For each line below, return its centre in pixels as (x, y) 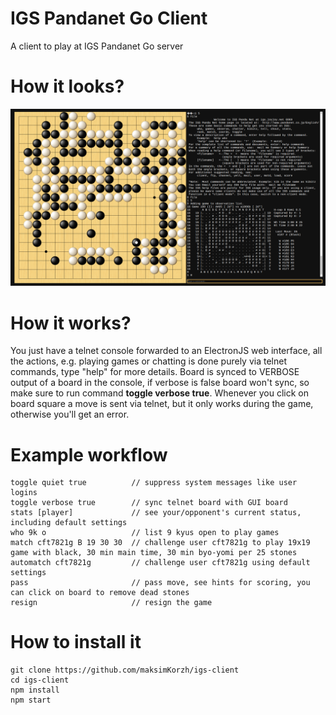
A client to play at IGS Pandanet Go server (97, 46)
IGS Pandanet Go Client (109, 18)
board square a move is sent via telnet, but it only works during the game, (162, 404)
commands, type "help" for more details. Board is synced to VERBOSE (155, 372)
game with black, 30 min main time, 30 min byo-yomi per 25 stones (154, 553)
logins (24, 493)
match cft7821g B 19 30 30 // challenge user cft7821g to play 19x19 (160, 543)
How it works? (71, 323)
